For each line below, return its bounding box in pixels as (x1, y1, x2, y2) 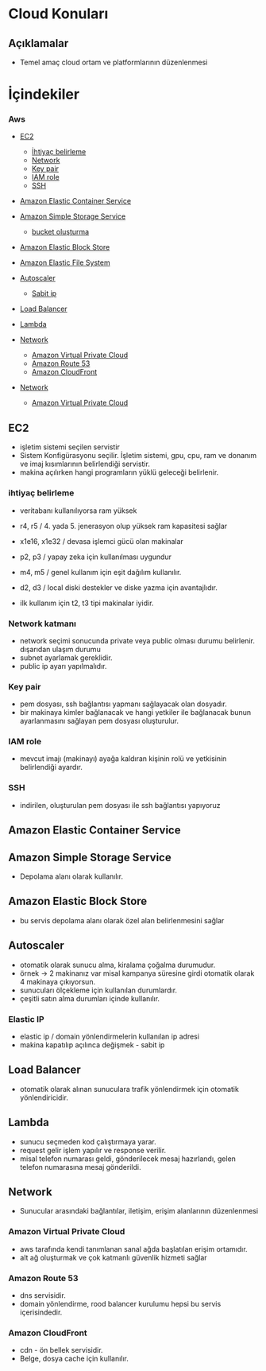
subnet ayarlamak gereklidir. (19, 653, 113, 662)
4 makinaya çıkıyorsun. (19, 977, 96, 986)
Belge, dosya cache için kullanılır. (19, 1354, 129, 1364)
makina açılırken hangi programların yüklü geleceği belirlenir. (19, 468, 219, 477)
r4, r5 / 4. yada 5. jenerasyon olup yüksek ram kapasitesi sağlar (19, 521, 228, 530)
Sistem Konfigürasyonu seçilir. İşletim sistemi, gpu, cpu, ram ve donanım (19, 451, 256, 460)
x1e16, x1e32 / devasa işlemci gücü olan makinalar (19, 536, 184, 546)
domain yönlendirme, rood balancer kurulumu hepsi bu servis (19, 1299, 222, 1308)
